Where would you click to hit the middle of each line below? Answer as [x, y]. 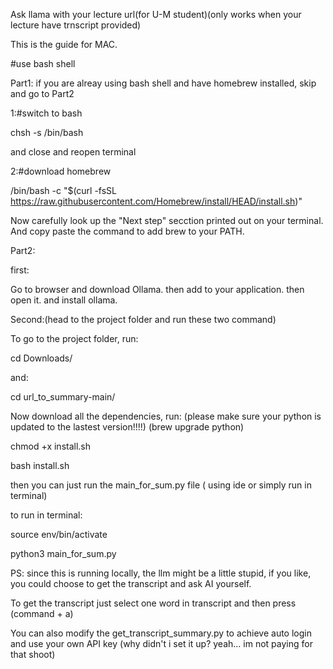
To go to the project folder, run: [74, 338]
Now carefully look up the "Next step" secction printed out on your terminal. [167, 220]
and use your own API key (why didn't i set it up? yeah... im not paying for [161, 643]
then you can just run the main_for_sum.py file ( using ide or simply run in [161, 485]
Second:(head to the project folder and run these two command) [143, 319]
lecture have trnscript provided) [76, 25]
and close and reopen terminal [73, 152]
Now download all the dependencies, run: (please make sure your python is [166, 416]
